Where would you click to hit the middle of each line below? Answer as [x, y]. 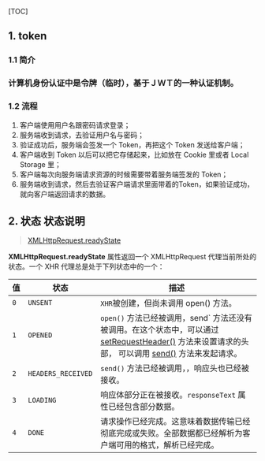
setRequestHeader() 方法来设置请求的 [170, 342]
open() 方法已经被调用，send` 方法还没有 [176, 318]
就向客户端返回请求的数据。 [65, 194]
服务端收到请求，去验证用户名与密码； [82, 135]
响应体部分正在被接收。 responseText [168, 395]
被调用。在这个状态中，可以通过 [159, 330]
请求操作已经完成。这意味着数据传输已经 [175, 422]
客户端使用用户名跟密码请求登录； [75, 125]
